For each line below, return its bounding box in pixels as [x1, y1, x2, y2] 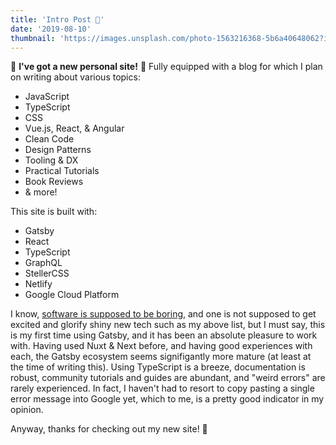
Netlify [24, 278, 53, 290]
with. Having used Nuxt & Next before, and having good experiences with [10, 340, 313, 352]
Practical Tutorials [24, 165, 100, 177]
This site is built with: [10, 206, 98, 218]
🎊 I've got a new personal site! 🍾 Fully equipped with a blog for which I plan [10, 61, 323, 73]
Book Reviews [24, 176, 84, 188]
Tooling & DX [24, 154, 79, 166]
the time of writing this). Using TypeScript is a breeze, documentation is [10, 361, 306, 373]
